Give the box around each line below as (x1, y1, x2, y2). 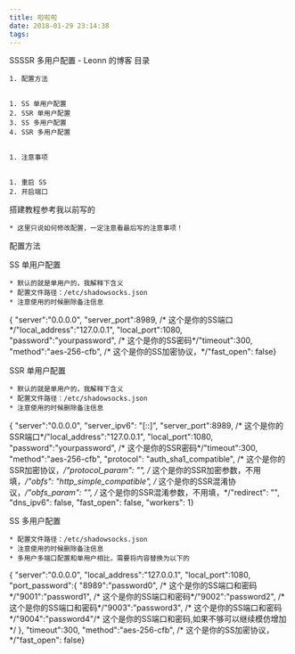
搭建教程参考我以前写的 (9, 204, 95, 215)
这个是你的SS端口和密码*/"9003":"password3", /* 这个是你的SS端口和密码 (9, 602, 283, 613)
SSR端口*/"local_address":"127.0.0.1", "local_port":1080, (9, 431, 214, 442)
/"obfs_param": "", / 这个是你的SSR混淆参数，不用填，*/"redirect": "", (25, 487, 281, 498)
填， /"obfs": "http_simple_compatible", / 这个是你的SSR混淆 (9, 476, 229, 486)
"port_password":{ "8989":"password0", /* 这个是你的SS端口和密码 (9, 580, 258, 591)
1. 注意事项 (9, 153, 49, 162)
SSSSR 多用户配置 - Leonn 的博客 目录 (9, 55, 151, 66)
